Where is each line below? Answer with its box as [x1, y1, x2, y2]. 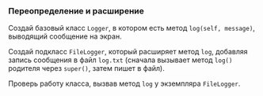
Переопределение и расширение [8, 6, 145, 17]
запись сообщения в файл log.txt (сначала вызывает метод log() [8, 55, 233, 65]
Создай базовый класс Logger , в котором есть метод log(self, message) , [8, 24, 256, 33]
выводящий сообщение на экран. [8, 31, 122, 41]
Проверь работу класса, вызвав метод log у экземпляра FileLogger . [8, 79, 241, 88]
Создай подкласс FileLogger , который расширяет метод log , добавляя [8, 47, 248, 57]
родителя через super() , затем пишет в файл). [8, 64, 165, 73]
